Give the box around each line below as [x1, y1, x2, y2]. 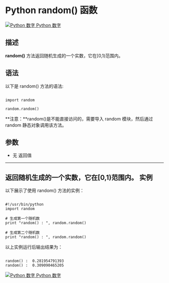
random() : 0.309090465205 [5, 263, 64, 268]
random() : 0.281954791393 [5, 258, 64, 264]
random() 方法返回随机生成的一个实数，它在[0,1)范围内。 [5, 52, 123, 58]
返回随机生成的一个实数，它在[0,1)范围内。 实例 [5, 173, 153, 181]
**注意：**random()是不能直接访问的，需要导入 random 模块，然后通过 [5, 116, 153, 122]
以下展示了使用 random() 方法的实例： [5, 187, 84, 194]
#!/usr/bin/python [5, 202, 44, 207]
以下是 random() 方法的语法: [5, 83, 64, 89]
